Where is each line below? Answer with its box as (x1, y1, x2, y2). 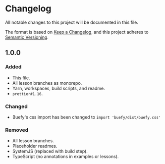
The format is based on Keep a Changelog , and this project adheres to (5, 29, 149, 35)
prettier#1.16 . (12, 90, 43, 97)
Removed (5, 126, 29, 133)
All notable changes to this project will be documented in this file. (5, 19, 139, 25)
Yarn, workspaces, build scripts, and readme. (12, 85, 105, 91)
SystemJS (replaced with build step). (12, 148, 88, 154)
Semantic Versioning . (5, 34, 49, 40)
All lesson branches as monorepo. (12, 80, 82, 86)
